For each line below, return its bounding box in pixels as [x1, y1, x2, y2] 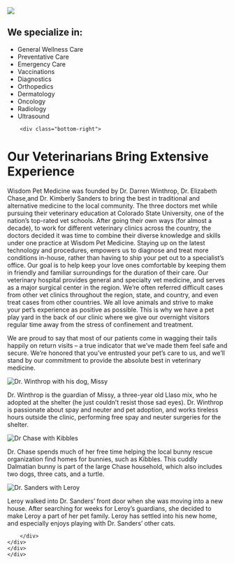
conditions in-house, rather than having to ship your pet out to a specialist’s [7, 253, 225, 261]
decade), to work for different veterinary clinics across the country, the [7, 224, 212, 232]
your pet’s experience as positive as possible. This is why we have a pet [7, 305, 214, 314]
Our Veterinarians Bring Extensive [7, 149, 209, 164]
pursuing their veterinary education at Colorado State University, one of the [7, 209, 224, 217]
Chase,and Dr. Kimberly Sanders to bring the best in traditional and [7, 194, 200, 202]
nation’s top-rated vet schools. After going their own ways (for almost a [7, 216, 212, 224]
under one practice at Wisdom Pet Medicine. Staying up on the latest [7, 238, 205, 247]
